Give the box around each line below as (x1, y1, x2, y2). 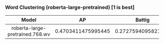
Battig (135, 17, 150, 23)
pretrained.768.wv (7, 31, 50, 38)
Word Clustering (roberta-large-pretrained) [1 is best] (5, 4, 135, 11)
